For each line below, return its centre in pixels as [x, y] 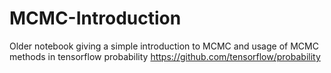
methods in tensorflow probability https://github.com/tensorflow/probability [165, 56]
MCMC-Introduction [95, 18]
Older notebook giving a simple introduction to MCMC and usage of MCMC [164, 46]
